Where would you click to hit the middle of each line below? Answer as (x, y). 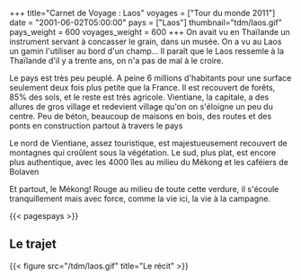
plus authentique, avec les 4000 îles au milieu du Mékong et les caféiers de (149, 162)
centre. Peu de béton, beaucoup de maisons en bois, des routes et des (141, 116)
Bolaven (24, 171)
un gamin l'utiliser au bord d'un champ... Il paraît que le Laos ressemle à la (147, 51)
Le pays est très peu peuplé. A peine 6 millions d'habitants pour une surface (150, 78)
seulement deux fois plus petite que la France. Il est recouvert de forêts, (142, 87)
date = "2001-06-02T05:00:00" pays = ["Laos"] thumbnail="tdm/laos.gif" (146, 22)
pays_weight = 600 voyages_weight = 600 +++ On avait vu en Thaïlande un (150, 32)
